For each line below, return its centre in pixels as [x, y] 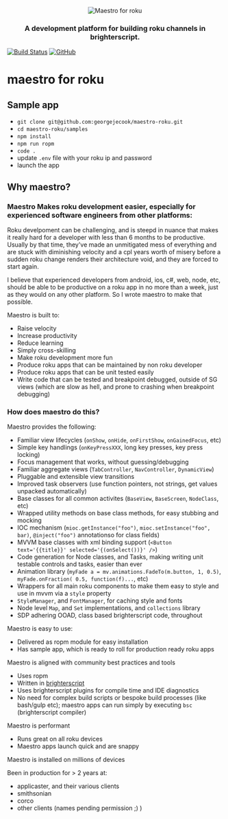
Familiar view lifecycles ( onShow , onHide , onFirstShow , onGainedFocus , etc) [119, 440]
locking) [28, 455]
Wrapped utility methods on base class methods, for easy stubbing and [118, 513]
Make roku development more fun [65, 357]
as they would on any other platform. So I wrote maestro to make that [105, 294]
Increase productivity [47, 335]
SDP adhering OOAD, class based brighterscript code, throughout [110, 616]
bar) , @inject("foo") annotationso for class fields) [88, 535]
